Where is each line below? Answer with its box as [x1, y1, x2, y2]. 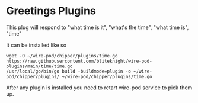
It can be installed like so [6, 41, 67, 49]
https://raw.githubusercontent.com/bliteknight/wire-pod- [6, 58, 152, 64]
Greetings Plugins [6, 4, 96, 18]
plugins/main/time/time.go [6, 63, 73, 69]
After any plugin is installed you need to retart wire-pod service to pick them [6, 84, 193, 91]
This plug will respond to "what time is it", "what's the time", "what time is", [6, 24, 189, 31]
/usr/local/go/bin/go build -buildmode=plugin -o [6, 68, 132, 75]
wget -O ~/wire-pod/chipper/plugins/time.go [6, 53, 118, 59]
